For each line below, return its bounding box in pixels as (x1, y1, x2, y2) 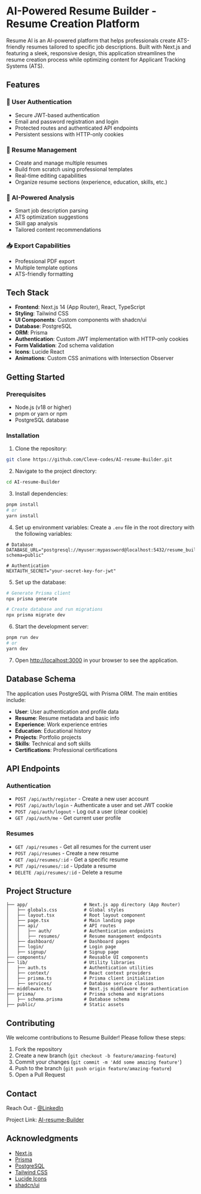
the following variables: (14, 530, 73, 537)
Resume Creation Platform (6, 17, 140, 31)
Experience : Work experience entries (14, 721, 108, 728)
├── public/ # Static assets (6, 1002, 124, 1008)
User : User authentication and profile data (14, 708, 119, 715)
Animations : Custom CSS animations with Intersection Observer (14, 354, 174, 362)
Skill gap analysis (14, 220, 58, 227)
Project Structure (6, 886, 72, 896)
